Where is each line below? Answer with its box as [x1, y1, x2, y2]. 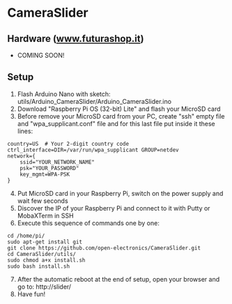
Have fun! [17, 289, 46, 298]
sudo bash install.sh [7, 263, 70, 270]
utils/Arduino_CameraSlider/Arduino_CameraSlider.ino [17, 97, 172, 105]
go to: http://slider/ [17, 282, 72, 291]
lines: [17, 127, 33, 135]
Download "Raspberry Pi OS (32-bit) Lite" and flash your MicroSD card [17, 105, 221, 113]
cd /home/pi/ [7, 232, 45, 239]
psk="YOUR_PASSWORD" [20, 165, 79, 172]
